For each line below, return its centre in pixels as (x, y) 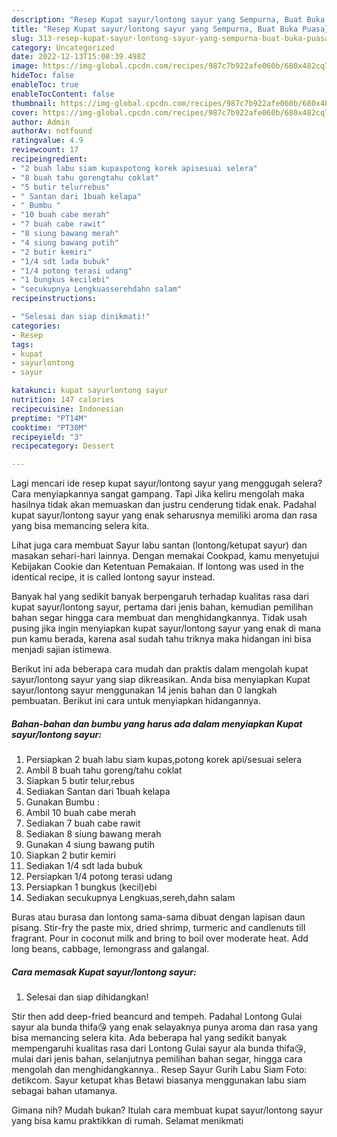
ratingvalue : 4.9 (47, 141)
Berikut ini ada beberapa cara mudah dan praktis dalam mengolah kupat (160, 669)
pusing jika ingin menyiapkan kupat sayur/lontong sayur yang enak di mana (166, 628)
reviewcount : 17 (45, 150)
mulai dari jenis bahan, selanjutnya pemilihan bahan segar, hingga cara (157, 1059)
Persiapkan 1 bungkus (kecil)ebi (91, 887)
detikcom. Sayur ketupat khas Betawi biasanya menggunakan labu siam (159, 1080)
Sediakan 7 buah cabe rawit (83, 823)
